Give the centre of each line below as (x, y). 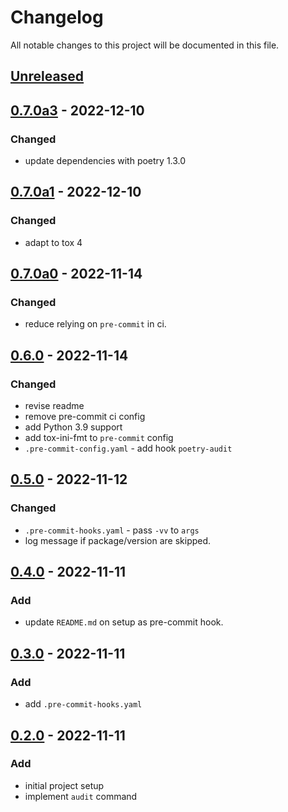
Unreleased (47, 76)
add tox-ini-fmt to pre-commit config (99, 438)
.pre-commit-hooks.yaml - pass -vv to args (112, 530)
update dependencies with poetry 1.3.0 (105, 161)
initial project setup (64, 785)
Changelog (57, 17)
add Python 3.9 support (73, 427)
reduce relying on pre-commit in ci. (95, 324)
